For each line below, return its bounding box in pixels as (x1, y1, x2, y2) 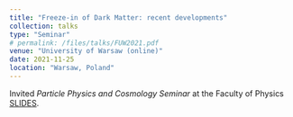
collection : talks (9, 22, 78, 31)
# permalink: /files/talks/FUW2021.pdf (9, 38, 160, 48)
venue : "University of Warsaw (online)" (9, 47, 164, 56)
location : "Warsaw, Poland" (9, 64, 115, 73)
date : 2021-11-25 (9, 55, 75, 64)
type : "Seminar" (9, 30, 70, 39)
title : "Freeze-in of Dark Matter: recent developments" (9, 13, 228, 22)
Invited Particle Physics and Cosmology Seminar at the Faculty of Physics (9, 87, 284, 99)
